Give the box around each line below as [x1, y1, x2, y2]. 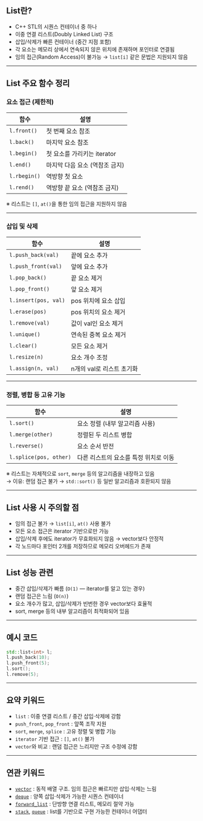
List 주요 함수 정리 [6, 78, 70, 89]
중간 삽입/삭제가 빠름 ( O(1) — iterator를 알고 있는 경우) [14, 585, 145, 592]
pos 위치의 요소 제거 [71, 308, 126, 316]
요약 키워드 [6, 695, 45, 706]
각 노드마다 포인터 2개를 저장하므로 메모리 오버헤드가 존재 [14, 542, 151, 550]
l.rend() [9, 184, 34, 190]
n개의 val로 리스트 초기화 [71, 365, 138, 373]
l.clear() [9, 342, 37, 349]
